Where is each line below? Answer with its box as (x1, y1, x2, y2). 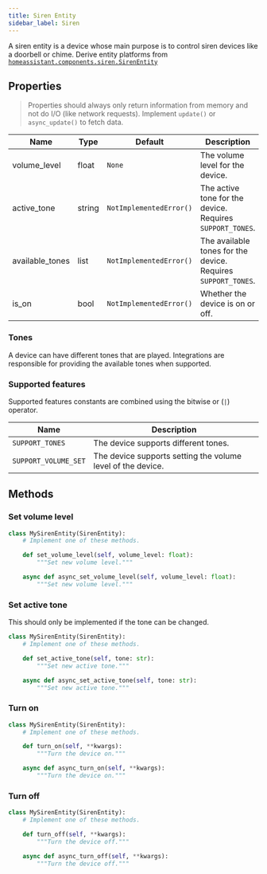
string (77, 202, 99, 214)
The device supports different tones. (93, 437, 230, 449)
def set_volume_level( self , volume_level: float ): (22, 551, 194, 559)
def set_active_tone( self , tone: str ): (22, 654, 155, 662)
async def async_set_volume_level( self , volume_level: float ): (22, 573, 237, 582)
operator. (8, 405, 38, 414)
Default (135, 136, 164, 147)
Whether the (199, 288, 247, 300)
